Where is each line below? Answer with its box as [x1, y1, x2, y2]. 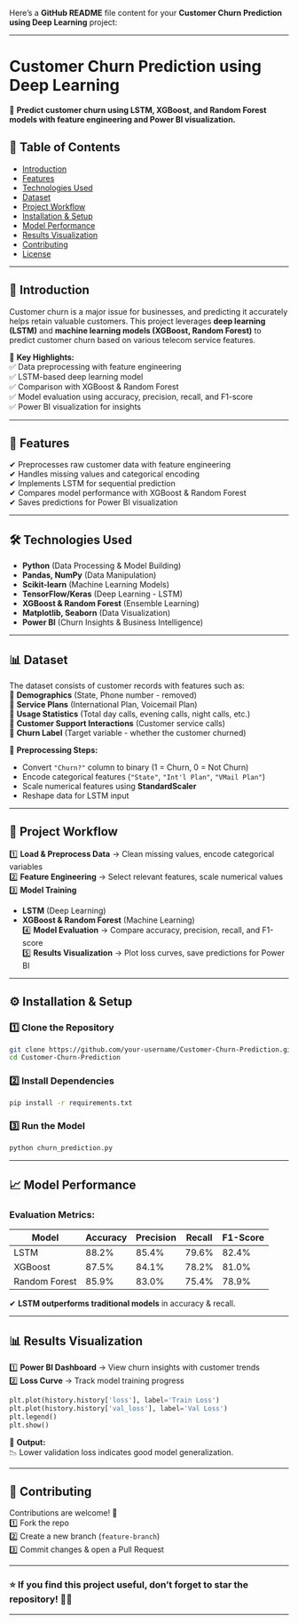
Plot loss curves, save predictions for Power [123, 947, 286, 958]
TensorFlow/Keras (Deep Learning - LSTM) [21, 588, 184, 599]
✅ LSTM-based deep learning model [9, 371, 144, 381]
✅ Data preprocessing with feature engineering [9, 361, 182, 372]
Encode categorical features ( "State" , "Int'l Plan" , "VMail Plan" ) [21, 772, 266, 781]
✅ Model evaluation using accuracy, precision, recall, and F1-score [9, 391, 254, 402]
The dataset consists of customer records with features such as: [9, 680, 246, 691]
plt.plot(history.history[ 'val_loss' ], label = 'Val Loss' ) [9, 1404, 228, 1412]
